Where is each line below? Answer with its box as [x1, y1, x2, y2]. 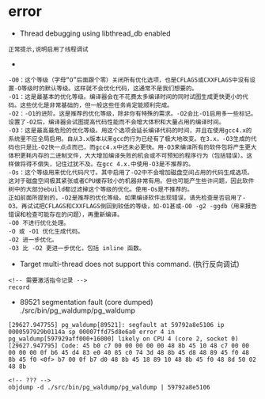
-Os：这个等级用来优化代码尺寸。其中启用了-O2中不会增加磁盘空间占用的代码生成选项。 [8, 169, 253, 177]
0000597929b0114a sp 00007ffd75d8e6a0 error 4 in [8, 328, 176, 336]
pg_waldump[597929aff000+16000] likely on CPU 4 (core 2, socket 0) [8, 335, 239, 343]
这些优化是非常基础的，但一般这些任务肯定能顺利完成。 [19, 101, 173, 109]
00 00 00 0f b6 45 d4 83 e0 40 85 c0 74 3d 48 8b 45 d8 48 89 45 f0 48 [8, 348, 249, 356]
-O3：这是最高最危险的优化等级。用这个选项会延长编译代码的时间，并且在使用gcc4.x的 [8, 126, 252, 135]
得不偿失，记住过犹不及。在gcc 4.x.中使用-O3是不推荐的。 [25, 160, 195, 168]
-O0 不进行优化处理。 [8, 218, 70, 227]
